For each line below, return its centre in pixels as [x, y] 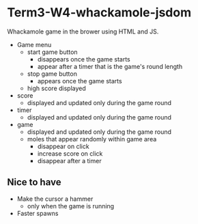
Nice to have [34, 182]
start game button [52, 52]
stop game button [52, 74]
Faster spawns [38, 213]
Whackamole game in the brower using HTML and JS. [83, 31]
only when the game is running [71, 206]
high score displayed [57, 88]
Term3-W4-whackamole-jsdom [99, 13]
